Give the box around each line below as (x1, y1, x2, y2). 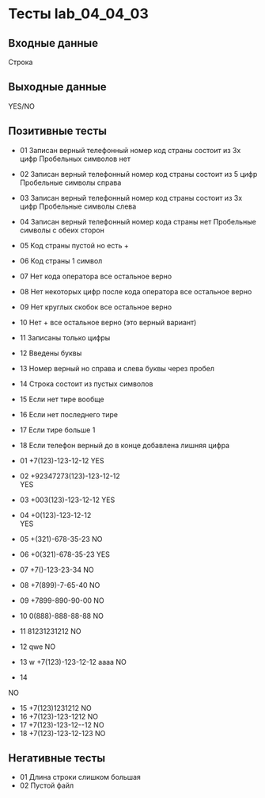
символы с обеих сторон (19, 225, 105, 235)
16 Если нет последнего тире (19, 409, 119, 419)
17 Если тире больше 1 (19, 425, 96, 435)
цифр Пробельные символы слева (19, 201, 137, 211)
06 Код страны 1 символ (19, 255, 103, 266)
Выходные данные (8, 80, 107, 94)
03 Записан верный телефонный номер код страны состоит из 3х (19, 193, 243, 202)
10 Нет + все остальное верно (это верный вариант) (19, 317, 197, 327)
